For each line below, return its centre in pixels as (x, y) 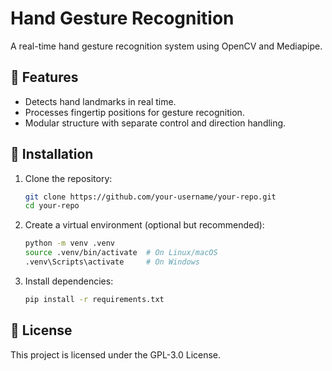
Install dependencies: (69, 281)
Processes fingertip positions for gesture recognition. (134, 112)
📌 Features (44, 77)
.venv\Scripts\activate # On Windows (112, 262)
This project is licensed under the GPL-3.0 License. (116, 354)
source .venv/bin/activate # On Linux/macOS (121, 253)
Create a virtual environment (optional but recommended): (144, 225)
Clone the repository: (68, 178)
